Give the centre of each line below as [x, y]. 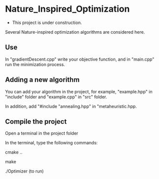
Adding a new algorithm [42, 80]
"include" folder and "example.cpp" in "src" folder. [56, 97]
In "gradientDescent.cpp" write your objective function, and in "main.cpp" [80, 59]
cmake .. [14, 152]
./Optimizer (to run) [25, 171]
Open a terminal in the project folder [42, 134]
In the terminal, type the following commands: [52, 143]
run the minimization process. [35, 64]
